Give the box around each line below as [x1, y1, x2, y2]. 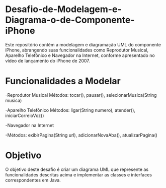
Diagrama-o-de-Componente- [5, 14, 135, 26]
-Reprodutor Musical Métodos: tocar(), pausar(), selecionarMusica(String [5, 92, 157, 98]
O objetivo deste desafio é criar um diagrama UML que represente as [5, 166, 149, 172]
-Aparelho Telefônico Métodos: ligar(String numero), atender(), [5, 107, 136, 113]
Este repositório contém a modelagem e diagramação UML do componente [5, 41, 161, 47]
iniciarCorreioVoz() [5, 112, 44, 118]
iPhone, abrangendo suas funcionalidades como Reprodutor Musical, [5, 47, 148, 53]
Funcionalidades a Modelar [5, 76, 121, 87]
